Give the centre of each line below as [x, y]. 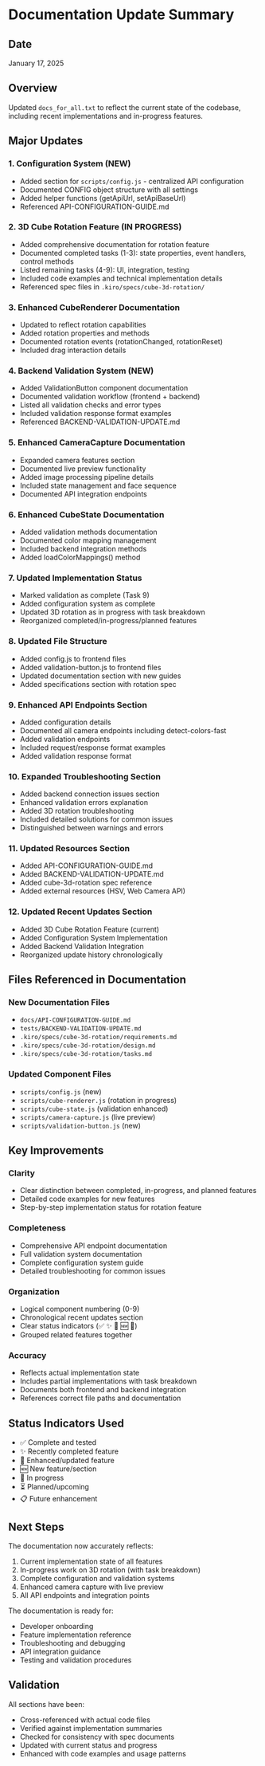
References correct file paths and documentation [100, 1398]
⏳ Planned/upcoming [55, 1487]
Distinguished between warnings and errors [92, 828]
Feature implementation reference [75, 1635]
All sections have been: [47, 1704]
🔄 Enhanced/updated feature [67, 1461]
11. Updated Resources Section [69, 849]
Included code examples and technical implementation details [121, 278]
